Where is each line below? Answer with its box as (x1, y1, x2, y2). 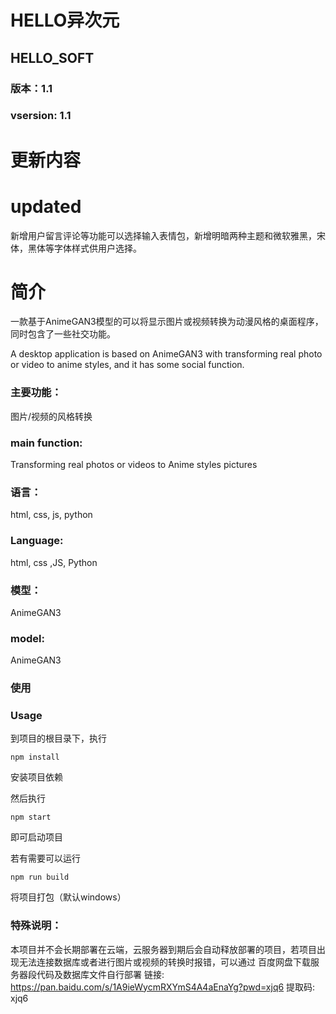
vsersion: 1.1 (10, 109, 72, 123)
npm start (10, 812, 52, 823)
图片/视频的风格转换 (10, 410, 93, 422)
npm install (10, 752, 60, 763)
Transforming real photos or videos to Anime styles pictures (10, 459, 258, 471)
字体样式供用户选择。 (53, 242, 142, 254)
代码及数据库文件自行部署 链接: (36, 968, 165, 980)
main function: (10, 436, 83, 450)
